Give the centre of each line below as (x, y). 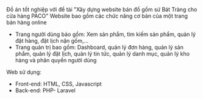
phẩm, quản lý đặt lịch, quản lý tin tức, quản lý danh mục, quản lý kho (102, 54)
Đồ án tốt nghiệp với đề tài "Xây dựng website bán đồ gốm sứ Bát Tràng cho (102, 9)
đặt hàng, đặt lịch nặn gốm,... (52, 41)
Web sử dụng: (24, 72)
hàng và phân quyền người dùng (56, 60)
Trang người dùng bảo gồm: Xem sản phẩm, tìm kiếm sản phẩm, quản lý (105, 34)
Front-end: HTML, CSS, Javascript (58, 84)
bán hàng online (27, 22)
